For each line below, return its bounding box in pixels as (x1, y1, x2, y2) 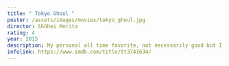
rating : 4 (7, 29, 36, 36)
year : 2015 (7, 36, 38, 43)
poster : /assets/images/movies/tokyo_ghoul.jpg (7, 16, 146, 23)
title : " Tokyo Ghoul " (7, 10, 75, 17)
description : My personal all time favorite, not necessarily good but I (7, 42, 223, 49)
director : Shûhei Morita (7, 23, 78, 30)
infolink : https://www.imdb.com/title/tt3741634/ (7, 49, 152, 56)
